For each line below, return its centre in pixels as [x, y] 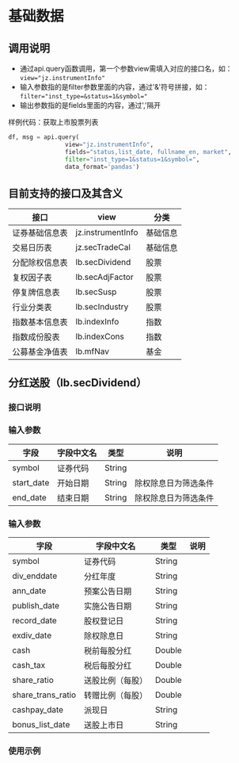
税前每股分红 [108, 651]
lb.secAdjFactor [104, 277]
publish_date [36, 606]
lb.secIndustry [102, 307]
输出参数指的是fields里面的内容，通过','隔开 [90, 105]
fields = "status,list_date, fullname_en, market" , [148, 151]
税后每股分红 [108, 665]
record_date [34, 621]
